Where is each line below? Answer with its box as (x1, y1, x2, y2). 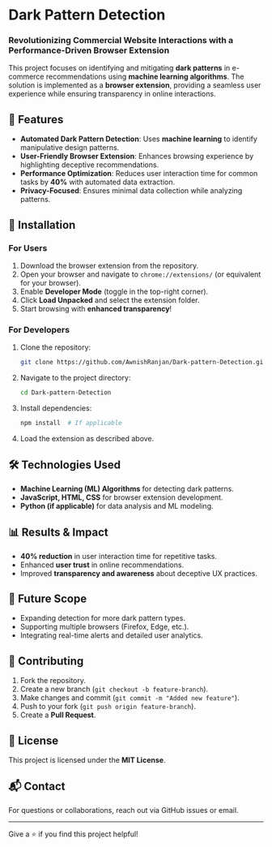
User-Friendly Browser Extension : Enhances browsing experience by (19, 152, 254, 161)
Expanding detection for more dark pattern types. (19, 613, 186, 623)
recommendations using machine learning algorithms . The (45, 71, 244, 82)
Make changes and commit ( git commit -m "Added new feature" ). (19, 693, 240, 703)
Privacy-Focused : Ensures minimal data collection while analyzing (19, 186, 243, 196)
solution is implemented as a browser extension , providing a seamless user (8, 80, 261, 90)
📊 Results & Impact (8, 526, 109, 540)
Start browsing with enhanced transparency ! (19, 303, 172, 313)
